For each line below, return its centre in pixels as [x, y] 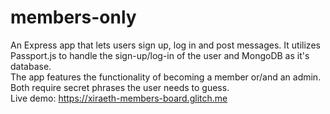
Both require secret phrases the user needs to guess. [120, 87]
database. [31, 66]
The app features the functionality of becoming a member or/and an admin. [166, 77]
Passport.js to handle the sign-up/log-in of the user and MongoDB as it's [160, 55]
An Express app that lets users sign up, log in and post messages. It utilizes [165, 45]
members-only [73, 17]
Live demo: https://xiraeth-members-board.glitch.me [119, 98]
